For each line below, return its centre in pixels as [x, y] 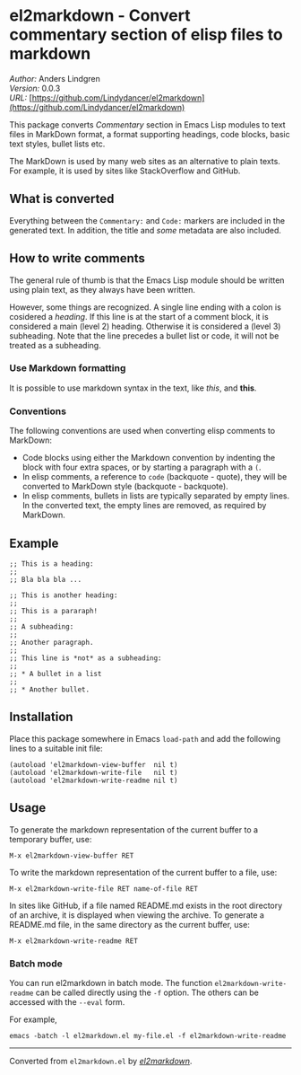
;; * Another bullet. [50, 689]
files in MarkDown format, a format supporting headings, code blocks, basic [150, 134]
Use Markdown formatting [68, 368]
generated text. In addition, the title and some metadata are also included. [146, 230]
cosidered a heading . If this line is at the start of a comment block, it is [139, 316]
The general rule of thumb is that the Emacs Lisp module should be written [147, 280]
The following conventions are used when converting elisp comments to [142, 431]
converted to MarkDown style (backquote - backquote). [125, 487]
